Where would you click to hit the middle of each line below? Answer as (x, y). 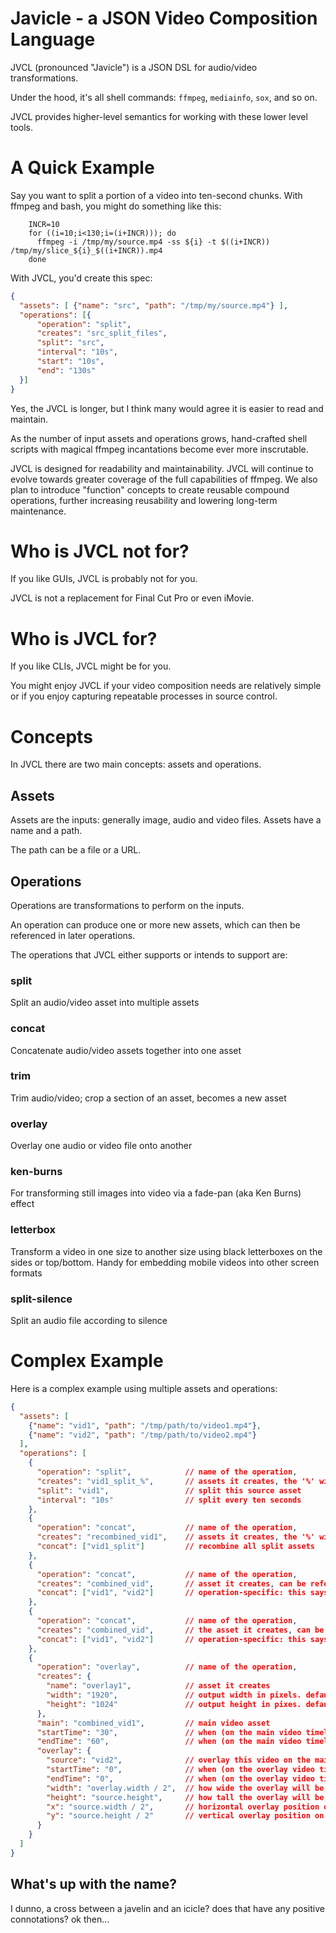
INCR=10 (44, 224)
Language (53, 39)
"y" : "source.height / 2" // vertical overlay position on (185, 1816)
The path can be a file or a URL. (76, 850)
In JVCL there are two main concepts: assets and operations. (136, 764)
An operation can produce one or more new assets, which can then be (155, 924)
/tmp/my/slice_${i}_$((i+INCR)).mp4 (86, 250)
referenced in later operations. (73, 935)
